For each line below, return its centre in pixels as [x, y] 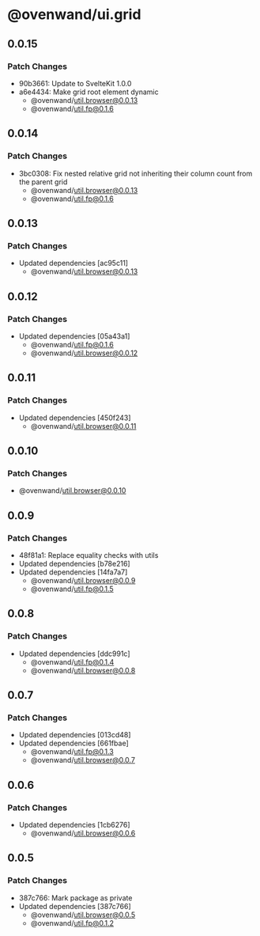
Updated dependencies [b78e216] [75, 564]
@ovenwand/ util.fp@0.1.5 [72, 589]
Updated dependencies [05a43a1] [74, 336]
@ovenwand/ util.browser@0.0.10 [72, 491]
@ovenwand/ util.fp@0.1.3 [72, 752]
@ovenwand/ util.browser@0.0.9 [83, 580]
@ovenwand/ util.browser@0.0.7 [83, 760]
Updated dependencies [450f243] [75, 418]
